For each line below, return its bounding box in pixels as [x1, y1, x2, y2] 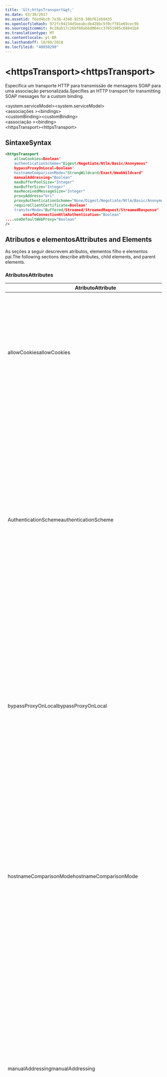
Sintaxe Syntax [5, 138, 52, 147]
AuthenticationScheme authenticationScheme [7, 517, 114, 524]
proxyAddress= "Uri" [14, 193, 55, 199]
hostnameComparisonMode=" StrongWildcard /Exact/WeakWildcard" [14, 170, 143, 175]
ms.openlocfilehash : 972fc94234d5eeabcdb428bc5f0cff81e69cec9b [5, 21, 139, 26]
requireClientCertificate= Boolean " [14, 203, 88, 208]
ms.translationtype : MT [5, 30, 55, 35]
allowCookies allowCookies [7, 349, 71, 356]
